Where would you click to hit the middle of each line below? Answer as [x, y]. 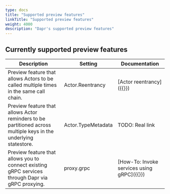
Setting [88, 63]
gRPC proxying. [26, 184]
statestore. [20, 144]
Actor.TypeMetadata [88, 125]
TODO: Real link [136, 125]
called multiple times [32, 85]
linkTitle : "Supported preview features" [50, 19]
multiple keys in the [31, 131]
